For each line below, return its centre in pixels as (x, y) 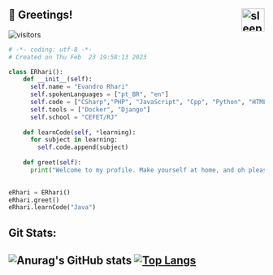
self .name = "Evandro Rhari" (79, 87)
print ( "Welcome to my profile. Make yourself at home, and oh (137, 170)
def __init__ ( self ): (58, 79)
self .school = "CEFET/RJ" (74, 117)
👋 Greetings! (41, 15)
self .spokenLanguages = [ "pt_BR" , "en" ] (99, 94)
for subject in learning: (74, 140)
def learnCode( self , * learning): (80, 132)
